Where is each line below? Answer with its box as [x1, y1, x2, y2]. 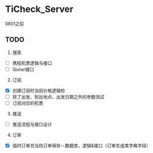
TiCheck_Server [5, 3, 74, 15]
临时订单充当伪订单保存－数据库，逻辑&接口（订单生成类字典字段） [12, 142, 151, 148]
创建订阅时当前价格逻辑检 [12, 87, 65, 93]
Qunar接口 [12, 66, 34, 72]
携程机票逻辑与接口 [12, 60, 52, 66]
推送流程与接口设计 [12, 121, 52, 127]
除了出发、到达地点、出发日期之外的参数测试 [12, 93, 105, 99]
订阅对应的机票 [12, 100, 43, 106]
